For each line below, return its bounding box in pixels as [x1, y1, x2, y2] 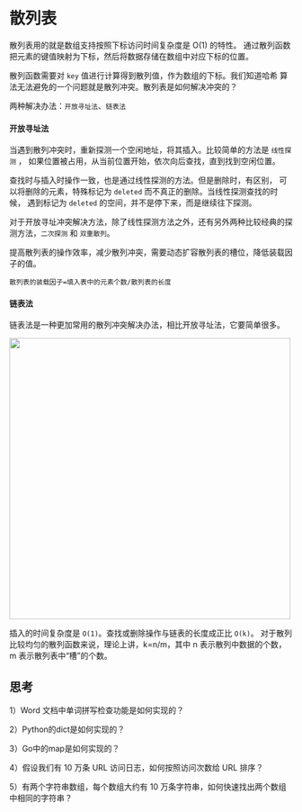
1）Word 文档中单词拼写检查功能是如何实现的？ [9, 705, 184, 716]
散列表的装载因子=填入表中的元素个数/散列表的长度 [9, 278, 172, 287]
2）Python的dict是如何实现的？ [9, 724, 126, 735]
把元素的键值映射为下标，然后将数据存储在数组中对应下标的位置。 [9, 50, 253, 61]
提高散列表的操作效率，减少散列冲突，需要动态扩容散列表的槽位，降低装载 [9, 247, 285, 257]
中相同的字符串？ [9, 793, 73, 804]
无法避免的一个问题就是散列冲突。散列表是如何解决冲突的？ [16, 81, 238, 92]
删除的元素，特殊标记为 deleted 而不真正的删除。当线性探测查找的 [24, 186, 271, 197]
